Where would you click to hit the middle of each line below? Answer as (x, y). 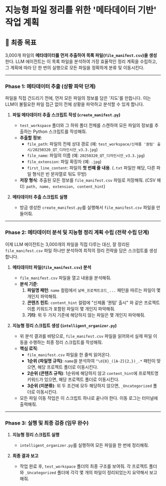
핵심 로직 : (29, 348)
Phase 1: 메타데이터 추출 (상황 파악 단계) (50, 86)
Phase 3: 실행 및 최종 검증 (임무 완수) (47, 423)
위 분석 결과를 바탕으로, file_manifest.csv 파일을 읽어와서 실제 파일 (86, 336)
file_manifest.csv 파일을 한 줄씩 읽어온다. (69, 355)
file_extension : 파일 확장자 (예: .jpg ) (64, 162)
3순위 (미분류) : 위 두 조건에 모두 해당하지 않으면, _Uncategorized (89, 385)
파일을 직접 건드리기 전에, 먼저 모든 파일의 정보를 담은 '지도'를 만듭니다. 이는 (78, 98)
